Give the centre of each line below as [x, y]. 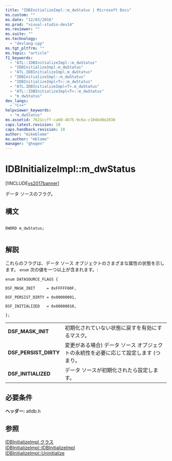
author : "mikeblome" [27, 134]
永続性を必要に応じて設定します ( [115, 353]
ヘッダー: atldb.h [23, 411]
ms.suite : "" [19, 34]
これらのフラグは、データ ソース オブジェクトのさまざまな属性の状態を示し [85, 263]
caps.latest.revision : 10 [33, 124]
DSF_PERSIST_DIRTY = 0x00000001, [41, 297]
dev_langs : [17, 101]
